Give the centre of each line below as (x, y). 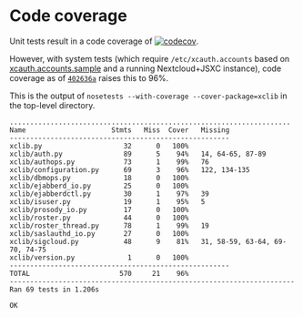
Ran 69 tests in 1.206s (55, 289)
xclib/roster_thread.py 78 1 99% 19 (109, 225)
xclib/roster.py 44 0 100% (99, 218)
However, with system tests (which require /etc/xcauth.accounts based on (150, 58)
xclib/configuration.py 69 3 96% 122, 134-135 (130, 169)
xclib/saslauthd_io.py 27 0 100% (99, 233)
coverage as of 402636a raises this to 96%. (89, 77)
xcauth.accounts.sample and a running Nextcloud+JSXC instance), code (146, 68)
